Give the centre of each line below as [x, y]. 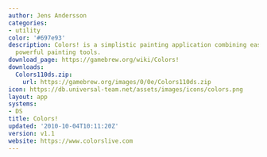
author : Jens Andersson [48, 15]
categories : [28, 23]
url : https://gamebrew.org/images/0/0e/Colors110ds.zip [117, 82]
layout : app [28, 97]
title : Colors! [33, 119]
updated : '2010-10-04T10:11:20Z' [64, 126]
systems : [23, 104]
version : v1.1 [32, 133]
